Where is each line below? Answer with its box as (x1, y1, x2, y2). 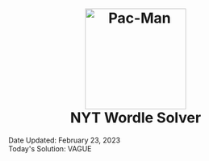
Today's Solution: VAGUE (8, 143, 92, 153)
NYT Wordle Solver (69, 109, 202, 127)
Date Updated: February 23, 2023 (8, 135, 121, 145)
